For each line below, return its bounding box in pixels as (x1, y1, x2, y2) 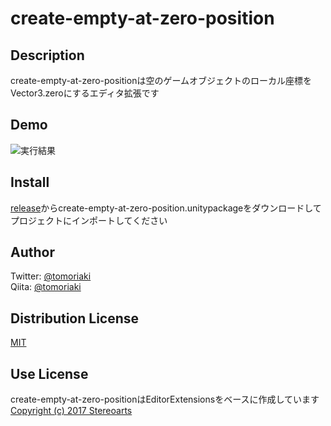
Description (10, 47, 85, 64)
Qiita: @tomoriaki (10, 281, 82, 293)
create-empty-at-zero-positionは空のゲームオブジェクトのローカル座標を (10, 75, 312, 86)
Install (10, 174, 50, 191)
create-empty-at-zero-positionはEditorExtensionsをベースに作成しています (10, 393, 320, 406)
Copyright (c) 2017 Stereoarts (10, 405, 133, 417)
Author (10, 244, 55, 261)
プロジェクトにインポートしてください (10, 214, 168, 226)
